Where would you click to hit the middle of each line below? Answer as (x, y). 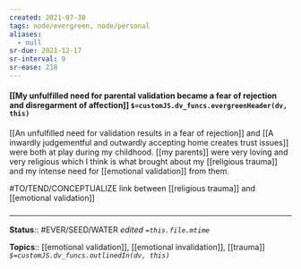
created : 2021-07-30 (48, 17)
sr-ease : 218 (34, 68)
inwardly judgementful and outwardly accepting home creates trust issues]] (149, 143)
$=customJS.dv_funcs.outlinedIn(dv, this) (90, 256)
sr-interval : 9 (38, 59)
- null (30, 42)
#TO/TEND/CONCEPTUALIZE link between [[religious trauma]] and (133, 189)
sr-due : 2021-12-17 (46, 51)
